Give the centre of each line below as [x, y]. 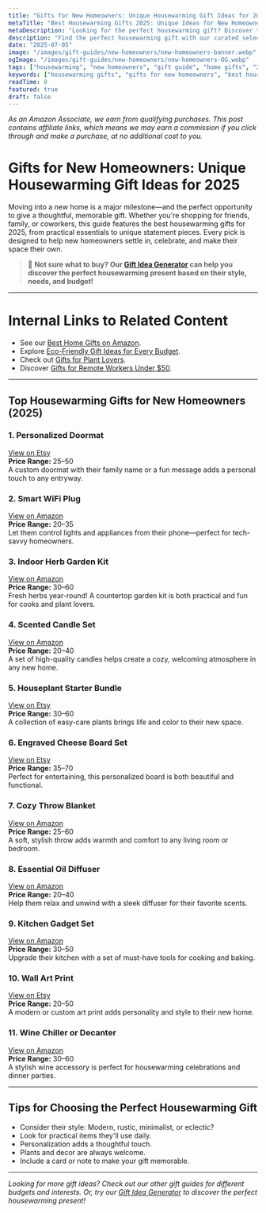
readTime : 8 [28, 82]
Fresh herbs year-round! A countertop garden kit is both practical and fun [128, 596]
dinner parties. [32, 1075]
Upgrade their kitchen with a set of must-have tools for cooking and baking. [132, 958]
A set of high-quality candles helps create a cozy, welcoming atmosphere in [132, 658]
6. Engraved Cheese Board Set [68, 743]
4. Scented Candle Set [52, 625]
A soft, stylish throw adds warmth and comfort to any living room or [118, 840]
